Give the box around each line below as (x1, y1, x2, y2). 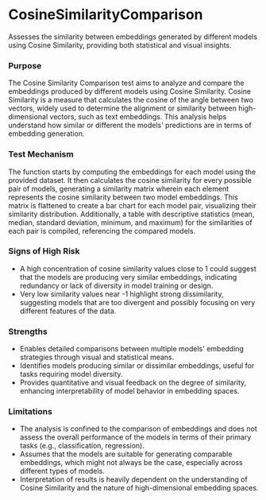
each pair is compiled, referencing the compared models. (8, 226, 196, 235)
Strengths (8, 326, 48, 337)
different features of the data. (19, 306, 117, 316)
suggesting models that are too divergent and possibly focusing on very (19, 297, 256, 307)
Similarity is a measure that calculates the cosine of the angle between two (8, 95, 254, 105)
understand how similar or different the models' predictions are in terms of (8, 121, 252, 130)
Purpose (8, 60, 42, 71)
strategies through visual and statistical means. (19, 352, 175, 362)
